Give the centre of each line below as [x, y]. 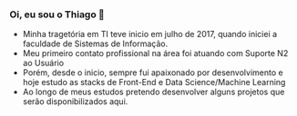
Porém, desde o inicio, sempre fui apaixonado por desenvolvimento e [153, 72]
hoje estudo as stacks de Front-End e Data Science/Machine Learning [154, 82]
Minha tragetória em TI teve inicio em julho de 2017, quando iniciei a [150, 34]
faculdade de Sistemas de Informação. [95, 43]
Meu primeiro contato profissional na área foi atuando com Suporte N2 [155, 53]
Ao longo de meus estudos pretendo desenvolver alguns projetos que [154, 92]
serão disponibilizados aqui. [75, 101]
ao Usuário [43, 63]
